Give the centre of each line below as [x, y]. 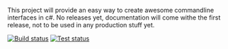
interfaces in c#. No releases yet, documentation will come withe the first [114, 17]
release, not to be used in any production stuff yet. [81, 25]
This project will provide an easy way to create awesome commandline [111, 10]
